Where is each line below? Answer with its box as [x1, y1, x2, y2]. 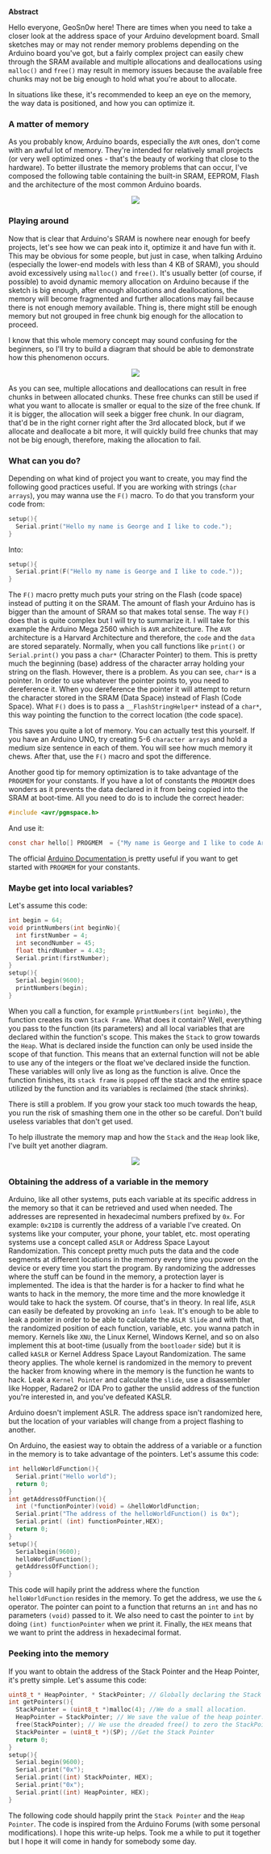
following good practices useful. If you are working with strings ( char [8, 481, 237, 492]
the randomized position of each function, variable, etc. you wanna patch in [8, 1323, 260, 1333]
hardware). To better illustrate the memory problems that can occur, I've [8, 163, 248, 172]
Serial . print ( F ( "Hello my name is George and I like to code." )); [15, 568, 244, 576]
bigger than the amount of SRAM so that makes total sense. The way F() [8, 607, 250, 617]
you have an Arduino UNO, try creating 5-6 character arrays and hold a [8, 734, 248, 744]
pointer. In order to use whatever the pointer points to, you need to [8, 675, 230, 686]
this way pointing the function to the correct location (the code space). [8, 710, 244, 720]
